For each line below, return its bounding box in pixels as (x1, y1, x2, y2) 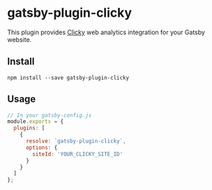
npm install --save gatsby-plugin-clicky (7, 74, 130, 81)
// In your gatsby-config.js (7, 112, 92, 119)
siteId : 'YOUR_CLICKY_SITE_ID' (32, 150, 123, 158)
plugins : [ (13, 124, 45, 132)
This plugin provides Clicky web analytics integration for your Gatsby (7, 28, 206, 36)
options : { (25, 144, 58, 151)
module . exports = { (7, 118, 64, 125)
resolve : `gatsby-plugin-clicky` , (25, 138, 127, 145)
